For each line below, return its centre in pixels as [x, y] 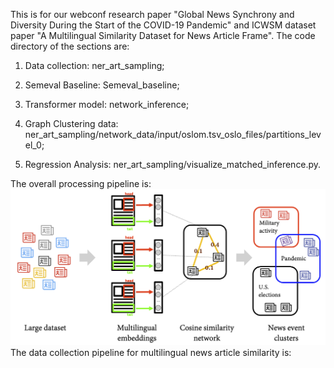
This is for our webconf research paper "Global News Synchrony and [152, 14]
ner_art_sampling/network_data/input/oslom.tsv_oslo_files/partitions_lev [173, 134]
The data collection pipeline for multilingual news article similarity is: [151, 352]
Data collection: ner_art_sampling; [94, 65]
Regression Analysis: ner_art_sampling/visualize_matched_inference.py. [173, 164]
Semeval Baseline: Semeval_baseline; [102, 85]
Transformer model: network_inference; [107, 104]
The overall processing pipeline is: [81, 183]
